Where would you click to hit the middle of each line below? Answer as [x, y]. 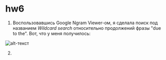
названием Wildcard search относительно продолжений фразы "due [87, 28]
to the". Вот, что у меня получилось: [52, 33]
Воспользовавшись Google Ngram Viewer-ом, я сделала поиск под [85, 23]
